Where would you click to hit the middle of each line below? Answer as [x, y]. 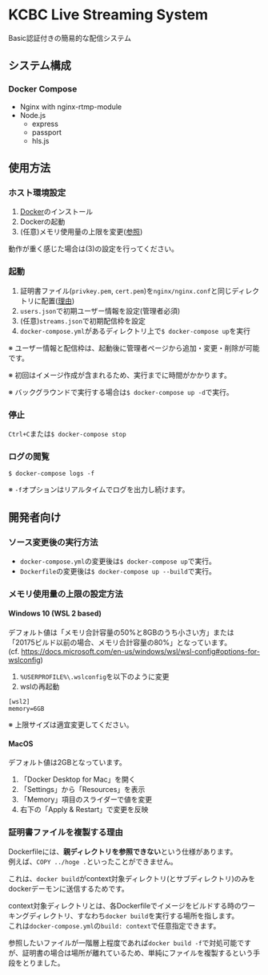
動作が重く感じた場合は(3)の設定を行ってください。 [93, 249]
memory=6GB [26, 709]
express [45, 124]
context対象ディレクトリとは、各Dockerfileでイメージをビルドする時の [125, 905]
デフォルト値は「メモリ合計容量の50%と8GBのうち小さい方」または [121, 632]
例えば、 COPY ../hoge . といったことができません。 [93, 861]
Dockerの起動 [42, 221]
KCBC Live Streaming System [108, 15]
